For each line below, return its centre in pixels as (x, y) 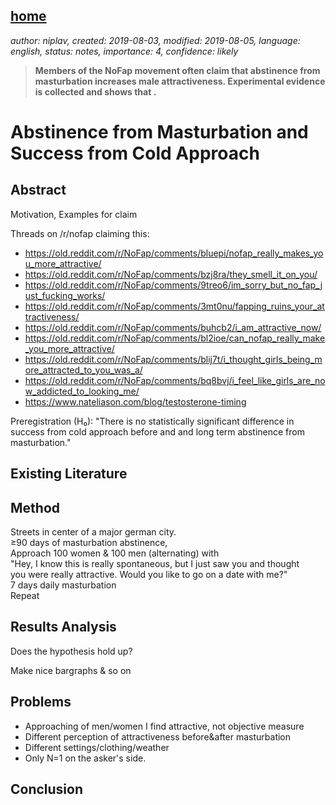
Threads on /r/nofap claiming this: (80, 233)
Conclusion (47, 789)
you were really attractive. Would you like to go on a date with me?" (149, 575)
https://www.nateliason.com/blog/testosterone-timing (135, 401)
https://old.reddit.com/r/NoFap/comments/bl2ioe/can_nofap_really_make (175, 338)
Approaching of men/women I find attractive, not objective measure (164, 726)
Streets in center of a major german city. (93, 532)
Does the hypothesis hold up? (71, 651)
